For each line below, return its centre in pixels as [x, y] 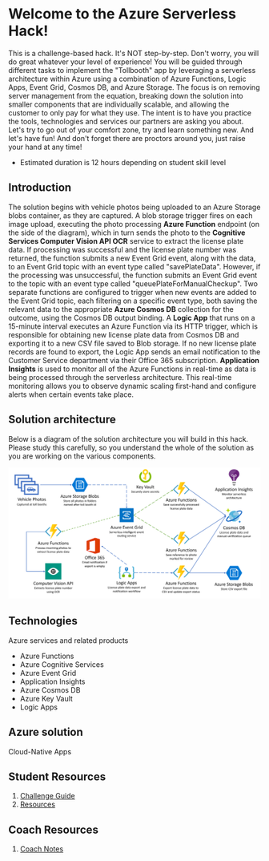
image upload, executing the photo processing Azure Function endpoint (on [134, 224]
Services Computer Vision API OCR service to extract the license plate [126, 241]
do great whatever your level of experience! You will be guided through [125, 62]
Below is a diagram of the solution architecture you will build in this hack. [128, 439]
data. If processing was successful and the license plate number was [122, 249]
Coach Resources [53, 829]
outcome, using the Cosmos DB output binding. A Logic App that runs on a [132, 317]
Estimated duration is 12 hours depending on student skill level [123, 162]
